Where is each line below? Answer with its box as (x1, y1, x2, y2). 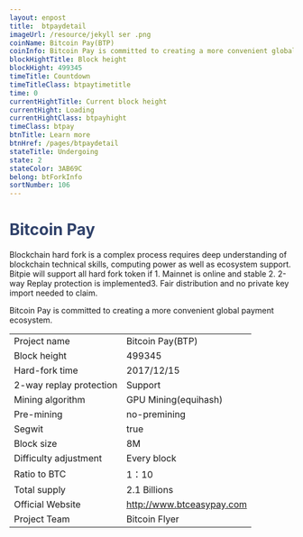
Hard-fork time (14, 364, 78, 377)
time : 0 (9, 88, 39, 97)
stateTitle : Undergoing (9, 147, 99, 156)
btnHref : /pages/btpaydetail (9, 139, 119, 148)
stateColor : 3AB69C (9, 164, 83, 173)
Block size (14, 438, 58, 451)
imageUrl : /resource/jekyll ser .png (9, 30, 151, 39)
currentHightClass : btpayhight (9, 114, 127, 123)
